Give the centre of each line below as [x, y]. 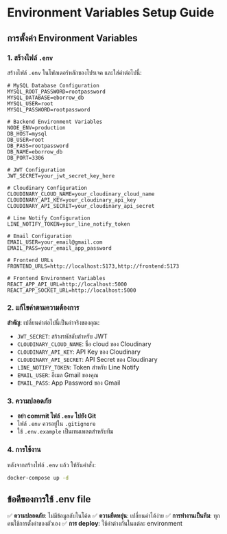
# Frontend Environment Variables [57, 278]
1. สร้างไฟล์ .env [30, 58]
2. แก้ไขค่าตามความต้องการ [43, 308]
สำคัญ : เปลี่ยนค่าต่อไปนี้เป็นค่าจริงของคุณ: [53, 323]
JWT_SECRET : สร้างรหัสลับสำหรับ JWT [62, 337]
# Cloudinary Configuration [47, 188]
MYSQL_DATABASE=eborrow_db [46, 98]
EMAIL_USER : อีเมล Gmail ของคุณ [58, 375]
